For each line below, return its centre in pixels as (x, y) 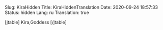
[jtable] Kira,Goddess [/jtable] (36, 22)
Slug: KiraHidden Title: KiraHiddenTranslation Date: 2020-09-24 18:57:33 (81, 7)
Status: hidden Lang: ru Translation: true (47, 12)
